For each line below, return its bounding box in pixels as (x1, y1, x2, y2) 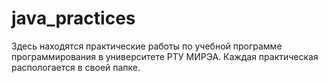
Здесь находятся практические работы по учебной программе (11, 40, 283, 52)
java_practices (11, 7, 136, 30)
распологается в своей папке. (11, 61, 141, 73)
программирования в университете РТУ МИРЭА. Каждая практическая (11, 50, 319, 62)
